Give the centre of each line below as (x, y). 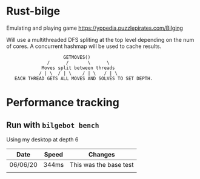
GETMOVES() (77, 57)
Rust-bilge (33, 11)
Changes (102, 154)
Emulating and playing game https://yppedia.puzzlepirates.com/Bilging (95, 28)
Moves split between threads (78, 68)
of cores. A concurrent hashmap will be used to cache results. (84, 46)
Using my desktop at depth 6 (42, 139)
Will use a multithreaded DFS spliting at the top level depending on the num (100, 39)
